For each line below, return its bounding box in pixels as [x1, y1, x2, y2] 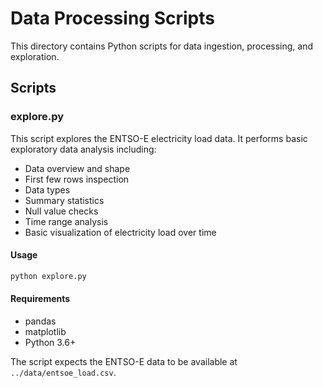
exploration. [10, 50, 60, 62]
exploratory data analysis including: [10, 143, 157, 155]
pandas [24, 315, 57, 327]
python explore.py [10, 271, 87, 281]
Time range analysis [24, 215, 109, 227]
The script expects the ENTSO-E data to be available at [10, 355, 238, 367]
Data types [24, 183, 71, 196]
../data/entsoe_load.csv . [10, 366, 117, 378]
